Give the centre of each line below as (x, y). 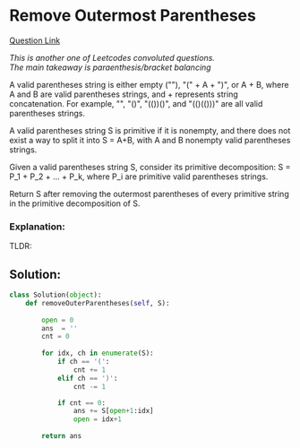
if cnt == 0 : (81, 403)
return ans (62, 436)
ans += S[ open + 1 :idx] (113, 411)
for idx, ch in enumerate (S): (98, 353)
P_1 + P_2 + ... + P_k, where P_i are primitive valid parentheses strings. (139, 177)
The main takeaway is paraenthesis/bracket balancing (111, 67)
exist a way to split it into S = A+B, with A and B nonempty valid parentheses (150, 140)
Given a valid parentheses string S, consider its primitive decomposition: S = (150, 167)
